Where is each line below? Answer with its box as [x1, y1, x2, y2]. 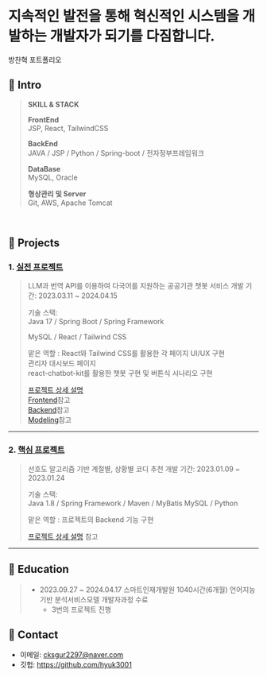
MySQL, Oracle [27, 172, 78, 182]
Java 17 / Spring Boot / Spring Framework [27, 317, 164, 327]
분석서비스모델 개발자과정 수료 [54, 594, 149, 604]
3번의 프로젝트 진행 [51, 605, 111, 614]
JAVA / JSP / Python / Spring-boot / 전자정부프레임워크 [27, 148, 205, 157]
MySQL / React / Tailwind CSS [27, 332, 127, 342]
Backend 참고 [27, 405, 70, 415]
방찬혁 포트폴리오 [8, 55, 62, 64]
